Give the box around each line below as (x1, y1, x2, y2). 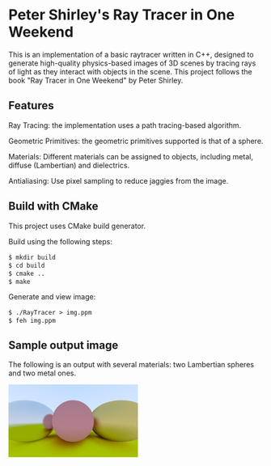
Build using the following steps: (8, 236, 113, 246)
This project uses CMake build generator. (8, 221, 146, 231)
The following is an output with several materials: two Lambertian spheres (8, 360, 255, 370)
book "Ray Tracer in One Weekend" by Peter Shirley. (8, 75, 184, 85)
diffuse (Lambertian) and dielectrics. (8, 160, 130, 170)
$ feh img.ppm (8, 316, 57, 324)
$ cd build (8, 261, 45, 269)
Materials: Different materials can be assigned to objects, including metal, (8, 151, 253, 161)
